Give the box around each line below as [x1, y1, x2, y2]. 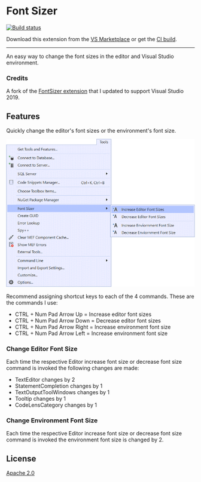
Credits [6, 73, 28, 82]
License [6, 453, 36, 463]
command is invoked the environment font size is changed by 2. [6, 436, 164, 443]
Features [6, 111, 40, 121]
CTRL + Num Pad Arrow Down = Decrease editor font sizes [14, 317, 162, 324]
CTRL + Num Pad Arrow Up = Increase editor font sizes [14, 311, 152, 318]
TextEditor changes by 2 [14, 376, 75, 383]
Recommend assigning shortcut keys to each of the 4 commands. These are [6, 293, 194, 300]
